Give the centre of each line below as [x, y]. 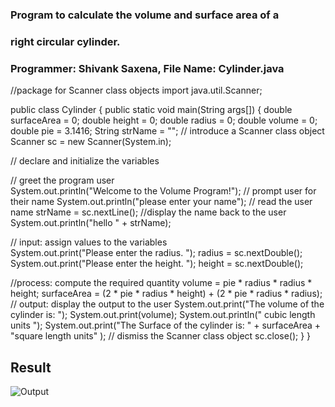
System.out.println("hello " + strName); [91, 223]
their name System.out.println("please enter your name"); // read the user [161, 202]
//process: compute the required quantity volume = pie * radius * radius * [161, 283]
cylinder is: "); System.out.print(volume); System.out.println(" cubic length [163, 315]
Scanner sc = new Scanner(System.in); [91, 142]
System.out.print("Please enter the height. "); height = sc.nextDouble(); [157, 264]
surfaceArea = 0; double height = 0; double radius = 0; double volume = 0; [164, 120]
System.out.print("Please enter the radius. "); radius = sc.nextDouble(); [156, 253]
